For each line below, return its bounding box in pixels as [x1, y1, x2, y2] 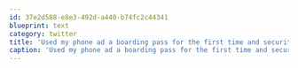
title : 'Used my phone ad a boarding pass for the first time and [9, 37, 260, 47]
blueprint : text [9, 21, 69, 30]
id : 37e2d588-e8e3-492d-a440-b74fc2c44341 [9, 12, 169, 22]
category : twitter [9, 29, 77, 38]
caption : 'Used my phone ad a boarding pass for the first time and [9, 46, 268, 55]
